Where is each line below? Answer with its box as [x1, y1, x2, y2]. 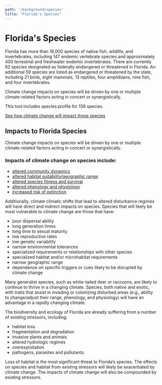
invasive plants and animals [12, 334, 67, 340]
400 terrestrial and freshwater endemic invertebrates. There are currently [5, 59, 152, 65]
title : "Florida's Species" [5, 12, 62, 17]
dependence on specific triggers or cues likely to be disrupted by [12, 264, 143, 270]
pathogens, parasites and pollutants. [12, 349, 85, 355]
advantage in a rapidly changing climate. [5, 300, 86, 305]
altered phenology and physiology [12, 184, 80, 189]
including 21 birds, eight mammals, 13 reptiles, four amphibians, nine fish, [5, 74, 151, 80]
